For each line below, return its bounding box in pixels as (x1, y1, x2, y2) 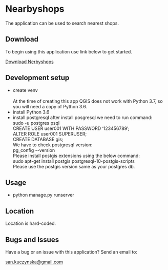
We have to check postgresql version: (12, 142, 93, 148)
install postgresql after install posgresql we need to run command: (12, 114, 153, 121)
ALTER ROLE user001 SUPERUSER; (12, 130, 87, 137)
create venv (12, 87, 38, 93)
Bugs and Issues (5, 235, 59, 244)
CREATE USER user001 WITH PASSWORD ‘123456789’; (12, 125, 130, 131)
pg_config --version (12, 147, 55, 153)
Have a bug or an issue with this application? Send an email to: (5, 249, 137, 255)
